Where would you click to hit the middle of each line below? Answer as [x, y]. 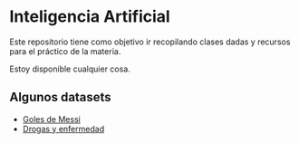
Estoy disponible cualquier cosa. [70, 69]
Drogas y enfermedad [63, 129]
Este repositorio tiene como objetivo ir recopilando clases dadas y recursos [150, 42]
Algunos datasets [60, 97]
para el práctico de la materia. [65, 51]
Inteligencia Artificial [90, 17]
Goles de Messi [52, 119]
